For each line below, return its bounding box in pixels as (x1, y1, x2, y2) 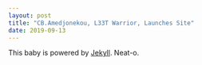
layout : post (8, 11, 52, 20)
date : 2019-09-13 (8, 26, 66, 34)
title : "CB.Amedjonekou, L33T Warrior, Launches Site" (8, 19, 195, 27)
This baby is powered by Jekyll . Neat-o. (8, 48, 140, 58)
